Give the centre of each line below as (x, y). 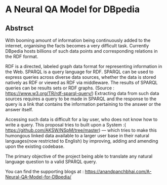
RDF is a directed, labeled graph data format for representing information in (84, 66)
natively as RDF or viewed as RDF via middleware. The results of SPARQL (81, 83)
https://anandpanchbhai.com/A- (118, 172)
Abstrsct (19, 28)
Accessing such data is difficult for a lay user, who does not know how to (81, 119)
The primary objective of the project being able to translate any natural (79, 156)
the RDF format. (22, 56)
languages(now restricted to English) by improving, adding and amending (82, 141)
